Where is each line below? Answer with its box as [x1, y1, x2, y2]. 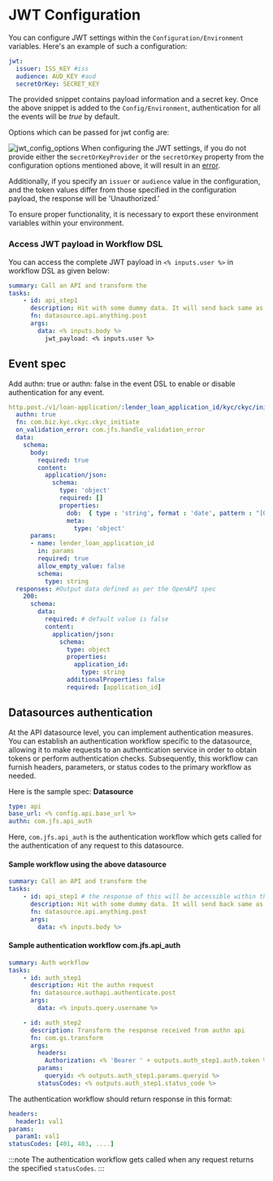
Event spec [8, 357, 67, 371]
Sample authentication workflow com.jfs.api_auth [8, 941, 181, 951]
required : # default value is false [44, 615, 169, 624]
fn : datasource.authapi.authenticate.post [29, 989, 176, 997]
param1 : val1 [15, 1132, 60, 1141]
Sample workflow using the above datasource [8, 859, 167, 869]
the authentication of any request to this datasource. [8, 841, 184, 850]
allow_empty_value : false [37, 562, 126, 570]
